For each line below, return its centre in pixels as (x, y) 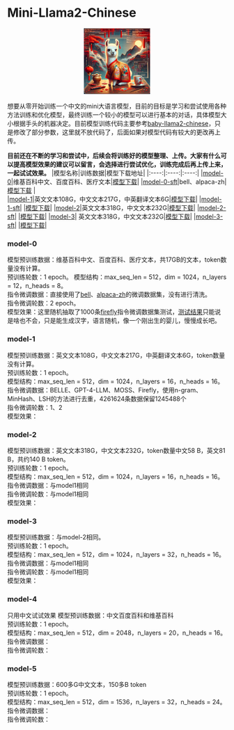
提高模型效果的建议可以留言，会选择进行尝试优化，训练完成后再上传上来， (120, 164)
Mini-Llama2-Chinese (72, 13)
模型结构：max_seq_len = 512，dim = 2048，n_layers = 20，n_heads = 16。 (117, 633)
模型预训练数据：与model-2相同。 (56, 537)
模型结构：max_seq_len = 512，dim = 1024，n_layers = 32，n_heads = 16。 (116, 555)
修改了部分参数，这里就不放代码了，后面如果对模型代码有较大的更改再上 (117, 132)
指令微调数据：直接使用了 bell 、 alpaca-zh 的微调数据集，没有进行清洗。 (109, 294)
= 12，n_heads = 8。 (37, 286)
